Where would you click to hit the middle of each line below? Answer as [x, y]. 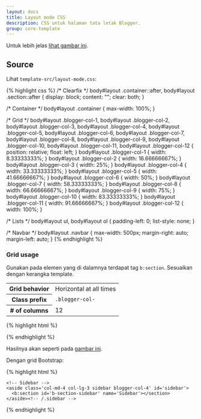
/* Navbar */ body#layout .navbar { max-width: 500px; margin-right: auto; [97, 233]
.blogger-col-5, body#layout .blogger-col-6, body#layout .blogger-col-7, [95, 133]
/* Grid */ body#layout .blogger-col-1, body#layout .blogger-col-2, [88, 120]
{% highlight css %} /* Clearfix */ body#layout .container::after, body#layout [100, 91]
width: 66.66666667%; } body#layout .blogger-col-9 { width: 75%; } [91, 190]
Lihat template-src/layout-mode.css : [52, 79]
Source [20, 65]
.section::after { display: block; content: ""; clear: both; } [75, 97]
